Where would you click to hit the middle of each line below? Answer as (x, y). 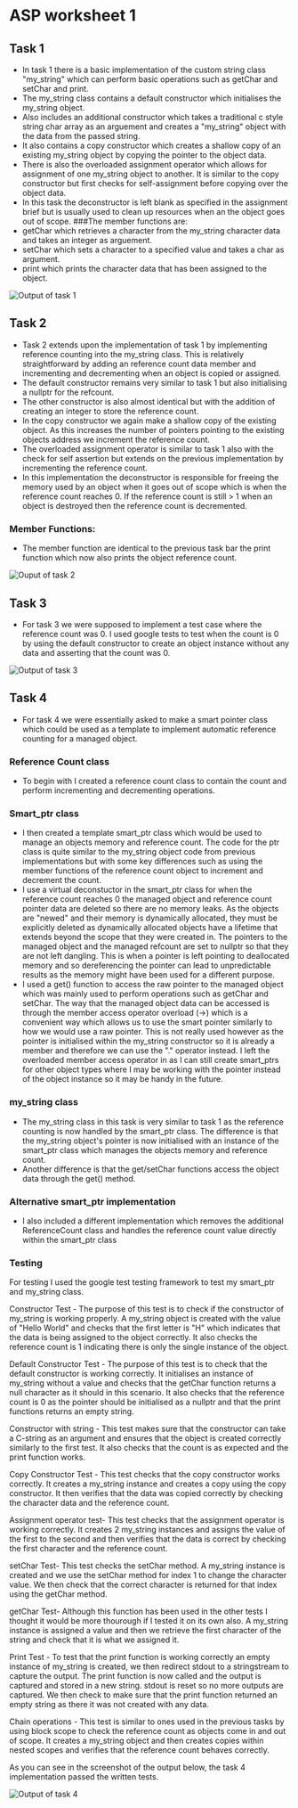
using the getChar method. (58, 1594)
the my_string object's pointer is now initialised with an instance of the (151, 1141)
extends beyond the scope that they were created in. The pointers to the (155, 937)
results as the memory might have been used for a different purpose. (149, 975)
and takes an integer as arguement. (87, 240)
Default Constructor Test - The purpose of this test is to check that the (138, 1364)
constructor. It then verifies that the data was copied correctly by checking (146, 1493)
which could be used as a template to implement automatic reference (149, 729)
